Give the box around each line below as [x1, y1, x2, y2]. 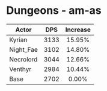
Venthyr [9, 64, 32, 73]
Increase [65, 25, 91, 34]
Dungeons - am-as [6, 4, 102, 17]
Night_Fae [9, 45, 38, 54]
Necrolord [9, 55, 38, 63]
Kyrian [9, 36, 28, 44]
